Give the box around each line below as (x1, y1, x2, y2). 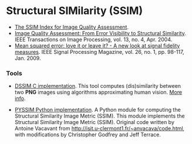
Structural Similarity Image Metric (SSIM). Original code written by (14, 119, 175, 126)
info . (14, 95, 26, 102)
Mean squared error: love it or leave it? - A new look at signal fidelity (14, 42, 180, 49)
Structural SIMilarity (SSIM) (6, 4, 143, 18)
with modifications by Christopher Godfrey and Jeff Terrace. (14, 131, 161, 138)
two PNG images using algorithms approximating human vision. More (14, 89, 183, 96)
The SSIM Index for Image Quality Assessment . (14, 23, 129, 30)
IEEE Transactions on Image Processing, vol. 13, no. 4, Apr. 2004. (14, 36, 173, 43)
